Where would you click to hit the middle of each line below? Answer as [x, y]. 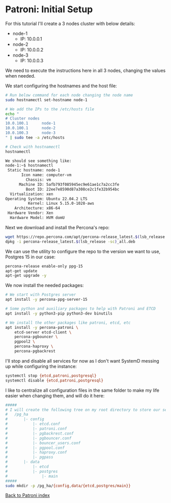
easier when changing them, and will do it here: [55, 396]
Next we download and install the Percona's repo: [58, 227]
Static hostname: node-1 [34, 170]
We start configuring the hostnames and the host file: [61, 86]
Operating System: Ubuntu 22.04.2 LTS [46, 199]
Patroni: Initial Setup [49, 9]
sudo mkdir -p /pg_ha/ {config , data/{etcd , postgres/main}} [68, 486]
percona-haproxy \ [34, 346]
